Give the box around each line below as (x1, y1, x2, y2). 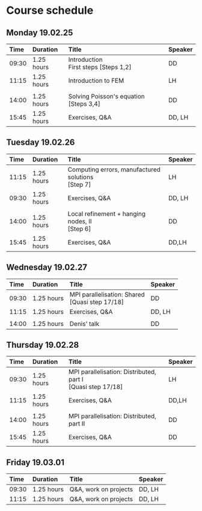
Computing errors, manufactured (67, 165, 161, 174)
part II (68, 420, 85, 428)
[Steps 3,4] (68, 100, 100, 108)
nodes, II (67, 217, 92, 225)
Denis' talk (69, 319, 100, 328)
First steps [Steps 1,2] (68, 63, 132, 71)
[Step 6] (67, 225, 91, 233)
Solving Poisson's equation (68, 92, 145, 100)
